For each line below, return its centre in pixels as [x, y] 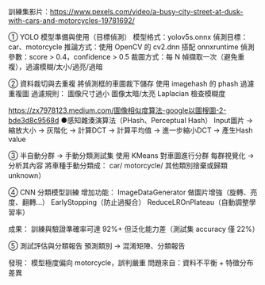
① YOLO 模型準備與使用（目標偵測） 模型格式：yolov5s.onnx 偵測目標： [128, 37]
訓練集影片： [29, 12]
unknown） [27, 175]
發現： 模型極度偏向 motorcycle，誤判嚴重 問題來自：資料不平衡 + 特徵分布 [131, 263]
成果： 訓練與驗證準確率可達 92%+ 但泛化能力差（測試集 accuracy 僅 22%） [134, 229]
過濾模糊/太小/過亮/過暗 [64, 67]
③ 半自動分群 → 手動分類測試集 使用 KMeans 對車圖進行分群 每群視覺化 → [131, 156]
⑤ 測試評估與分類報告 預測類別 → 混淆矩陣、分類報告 [97, 246]
